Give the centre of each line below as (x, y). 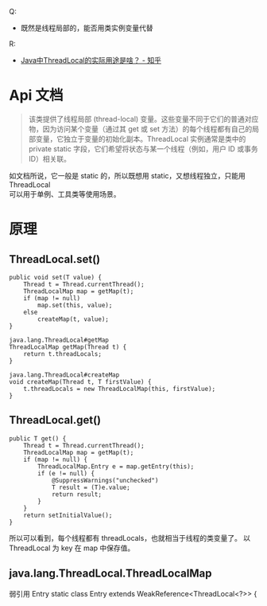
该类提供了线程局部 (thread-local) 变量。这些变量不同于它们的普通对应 (143, 119)
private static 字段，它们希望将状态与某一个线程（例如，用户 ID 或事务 (143, 149)
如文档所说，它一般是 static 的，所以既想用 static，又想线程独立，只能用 (127, 175)
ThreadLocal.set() (55, 259)
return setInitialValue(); (68, 515)
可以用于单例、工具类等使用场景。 (65, 194)
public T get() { (38, 438)
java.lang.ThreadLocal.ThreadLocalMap (110, 574)
